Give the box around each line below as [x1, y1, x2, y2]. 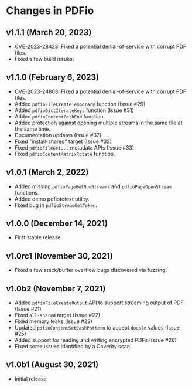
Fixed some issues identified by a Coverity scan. [14, 343, 132, 350]
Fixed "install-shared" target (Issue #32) [14, 138, 112, 145]
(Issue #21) [14, 305, 42, 313]
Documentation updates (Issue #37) [14, 131, 102, 138]
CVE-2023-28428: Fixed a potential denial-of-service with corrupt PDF [14, 43, 187, 50]
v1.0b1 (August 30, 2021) [6, 359, 99, 370]
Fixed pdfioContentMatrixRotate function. [14, 150, 115, 157]
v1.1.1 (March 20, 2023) [6, 28, 92, 38]
